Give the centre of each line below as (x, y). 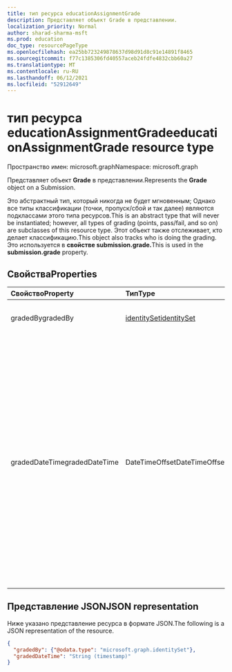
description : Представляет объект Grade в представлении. (92, 20)
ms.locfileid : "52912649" (44, 84)
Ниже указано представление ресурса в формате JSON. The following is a (116, 623)
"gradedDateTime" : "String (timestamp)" (72, 656)
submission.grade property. (48, 252)
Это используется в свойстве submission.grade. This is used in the (105, 245)
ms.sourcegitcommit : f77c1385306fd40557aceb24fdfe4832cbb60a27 (100, 59)
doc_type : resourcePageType (48, 46)
